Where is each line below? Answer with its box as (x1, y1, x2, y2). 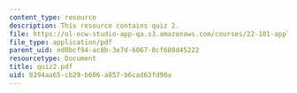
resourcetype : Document (9, 54, 97, 63)
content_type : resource (9, 12, 97, 22)
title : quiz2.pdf (9, 63, 73, 72)
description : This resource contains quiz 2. (9, 21, 179, 30)
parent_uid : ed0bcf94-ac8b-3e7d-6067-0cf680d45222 (9, 46, 200, 55)
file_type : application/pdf (9, 37, 113, 47)
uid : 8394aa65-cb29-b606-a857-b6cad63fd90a (9, 71, 172, 80)
